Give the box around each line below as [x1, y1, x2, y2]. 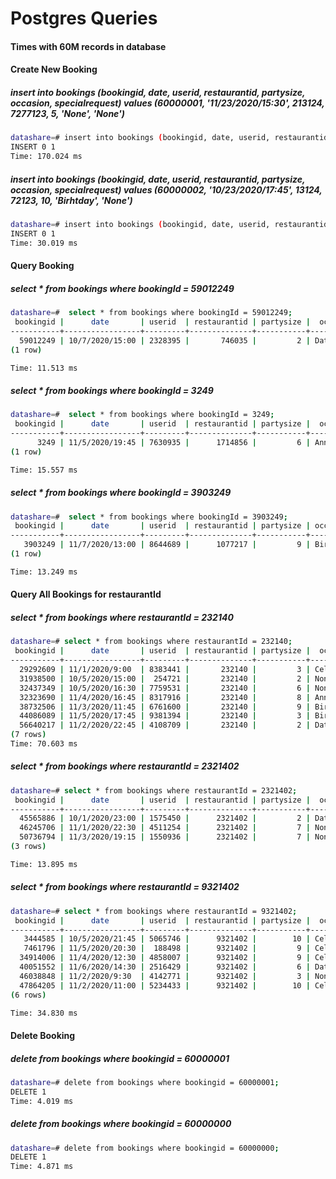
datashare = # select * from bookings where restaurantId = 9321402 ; [10, 906, 298, 916]
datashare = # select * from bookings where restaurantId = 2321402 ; [10, 785, 298, 796]
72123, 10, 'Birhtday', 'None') [10, 194, 133, 206]
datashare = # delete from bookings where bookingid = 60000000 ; [10, 1143, 280, 1153]
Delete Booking [10, 1030, 76, 1042]
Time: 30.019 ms [10, 238, 78, 248]
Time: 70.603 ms [10, 739, 78, 749]
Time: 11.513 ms [10, 363, 78, 373]
